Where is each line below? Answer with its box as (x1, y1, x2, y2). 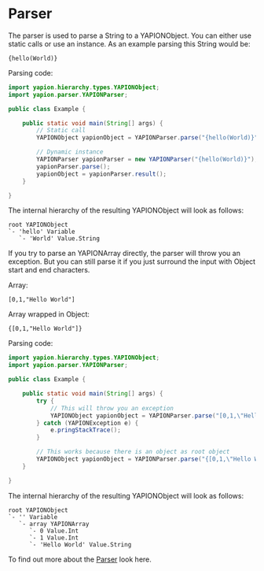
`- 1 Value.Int (28, 533, 79, 542)
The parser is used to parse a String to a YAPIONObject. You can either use (8, 31, 252, 40)
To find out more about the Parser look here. (8, 554, 152, 564)
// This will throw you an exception (49, 404, 174, 412)
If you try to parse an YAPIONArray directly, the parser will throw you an (8, 249, 241, 258)
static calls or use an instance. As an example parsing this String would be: (8, 39, 251, 48)
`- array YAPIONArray (18, 520, 90, 528)
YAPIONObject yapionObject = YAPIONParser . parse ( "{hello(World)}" (36, 134, 258, 142)
